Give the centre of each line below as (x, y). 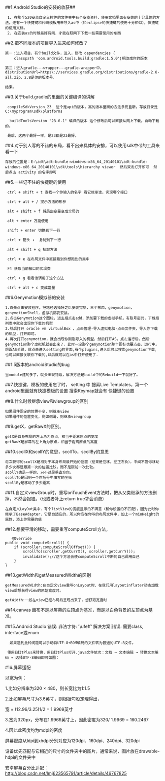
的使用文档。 (16, 28)
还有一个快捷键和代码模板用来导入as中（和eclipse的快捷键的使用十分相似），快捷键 (85, 23)
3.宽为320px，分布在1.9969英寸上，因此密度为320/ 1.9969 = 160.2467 (77, 720)
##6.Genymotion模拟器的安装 (35, 297)
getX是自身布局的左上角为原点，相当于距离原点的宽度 (52, 437)
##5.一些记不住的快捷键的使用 (36, 182)
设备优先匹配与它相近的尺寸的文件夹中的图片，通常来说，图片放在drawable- (82, 751)
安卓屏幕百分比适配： (27, 768)
